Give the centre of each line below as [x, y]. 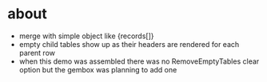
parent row [37, 53]
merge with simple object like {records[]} [86, 36]
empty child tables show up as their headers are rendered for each [129, 44]
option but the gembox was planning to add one [98, 69]
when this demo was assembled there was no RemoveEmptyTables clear [139, 61]
